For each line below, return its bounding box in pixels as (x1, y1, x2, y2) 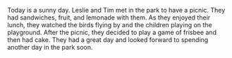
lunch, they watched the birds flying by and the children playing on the (7, 21, 213, 29)
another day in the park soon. (7, 43, 93, 51)
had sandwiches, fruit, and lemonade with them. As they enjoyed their (7, 13, 211, 22)
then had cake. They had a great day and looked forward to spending (7, 36, 209, 44)
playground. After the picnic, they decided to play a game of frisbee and (7, 28, 217, 36)
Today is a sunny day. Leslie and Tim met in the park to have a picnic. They (7, 6, 226, 14)
